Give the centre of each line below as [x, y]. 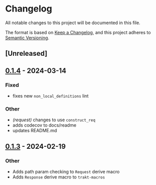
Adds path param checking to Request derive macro [66, 172]
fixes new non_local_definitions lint [51, 96]
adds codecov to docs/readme [44, 125]
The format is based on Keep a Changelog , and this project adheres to [78, 32]
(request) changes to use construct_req [54, 120]
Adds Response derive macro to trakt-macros [59, 177]
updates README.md [35, 131]
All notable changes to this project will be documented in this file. [73, 23]
